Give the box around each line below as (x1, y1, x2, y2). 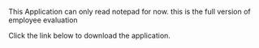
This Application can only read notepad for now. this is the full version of (8, 7, 251, 16)
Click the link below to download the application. (8, 31, 171, 40)
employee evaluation (8, 15, 79, 25)
